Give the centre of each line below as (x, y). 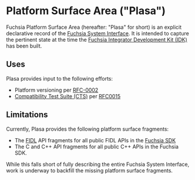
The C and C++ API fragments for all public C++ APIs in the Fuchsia (97, 146)
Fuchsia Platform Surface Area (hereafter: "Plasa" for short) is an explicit (94, 27)
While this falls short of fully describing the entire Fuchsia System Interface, (98, 164)
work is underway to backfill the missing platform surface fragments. (90, 170)
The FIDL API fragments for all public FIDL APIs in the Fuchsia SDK (95, 140)
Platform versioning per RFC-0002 (56, 90)
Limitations (27, 115)
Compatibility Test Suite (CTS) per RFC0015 (68, 96)
